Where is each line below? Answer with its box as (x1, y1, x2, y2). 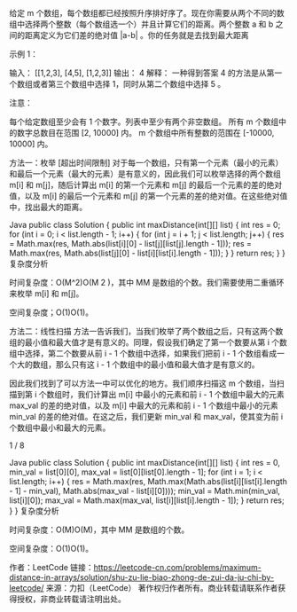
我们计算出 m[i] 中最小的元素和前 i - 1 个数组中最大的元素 (77, 389, 285, 399)
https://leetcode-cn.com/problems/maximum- (93, 562, 262, 572)
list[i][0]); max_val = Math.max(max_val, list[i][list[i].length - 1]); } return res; (9, 495, 285, 506)
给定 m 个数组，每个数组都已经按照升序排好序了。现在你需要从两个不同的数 (9, 8, 285, 18)
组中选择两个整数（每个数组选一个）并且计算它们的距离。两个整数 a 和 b (9, 19, 274, 29)
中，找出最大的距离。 (9, 202, 87, 212)
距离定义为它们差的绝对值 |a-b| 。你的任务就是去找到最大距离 (24, 30, 250, 40)
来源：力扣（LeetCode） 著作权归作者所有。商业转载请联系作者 (45, 583, 278, 592)
